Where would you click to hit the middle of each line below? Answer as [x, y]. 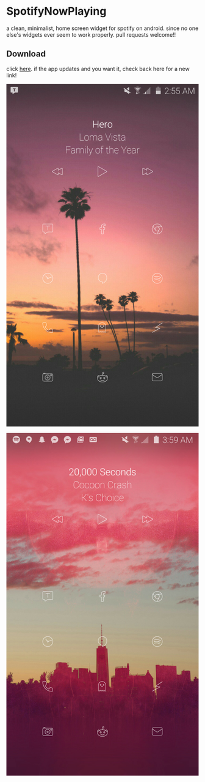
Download [26, 54]
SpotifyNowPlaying [56, 11]
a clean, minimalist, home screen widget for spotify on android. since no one [103, 28]
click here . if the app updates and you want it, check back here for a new [98, 69]
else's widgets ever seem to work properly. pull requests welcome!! [91, 34]
